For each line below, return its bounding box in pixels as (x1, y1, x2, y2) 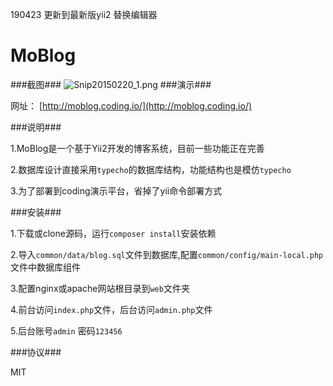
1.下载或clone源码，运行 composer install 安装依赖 (10, 227, 217, 239)
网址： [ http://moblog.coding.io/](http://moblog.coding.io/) (10, 99, 253, 112)
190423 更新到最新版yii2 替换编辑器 (10, 9, 158, 20)
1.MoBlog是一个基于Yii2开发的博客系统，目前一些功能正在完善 (10, 142, 265, 154)
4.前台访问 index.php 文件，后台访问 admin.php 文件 (10, 303, 213, 315)
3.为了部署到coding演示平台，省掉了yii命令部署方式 (10, 184, 223, 197)
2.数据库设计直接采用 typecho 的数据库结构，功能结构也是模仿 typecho (10, 163, 292, 175)
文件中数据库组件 (10, 261, 81, 273)
